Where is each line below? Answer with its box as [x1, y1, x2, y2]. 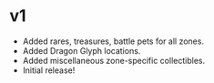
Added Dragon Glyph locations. [22, 45, 141, 56]
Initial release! [22, 65, 76, 76]
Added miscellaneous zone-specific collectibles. [22, 55, 206, 66]
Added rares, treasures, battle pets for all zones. [22, 36, 205, 47]
